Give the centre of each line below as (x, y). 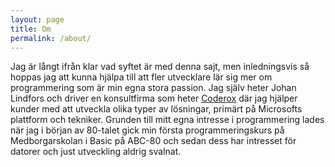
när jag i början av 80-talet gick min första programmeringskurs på (147, 130)
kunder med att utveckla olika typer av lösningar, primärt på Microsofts (156, 109)
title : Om (31, 29)
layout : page (37, 19)
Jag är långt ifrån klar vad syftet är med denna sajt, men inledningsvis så (160, 67)
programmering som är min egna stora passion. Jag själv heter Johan (153, 88)
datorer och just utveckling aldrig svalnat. (96, 152)
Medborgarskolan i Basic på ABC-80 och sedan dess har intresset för (153, 141)
